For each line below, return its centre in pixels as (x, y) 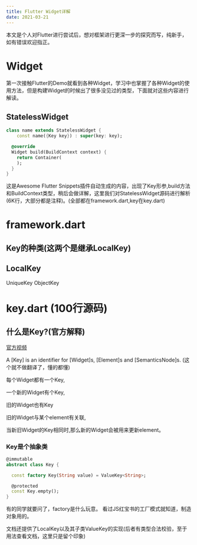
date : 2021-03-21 (27, 17)
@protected (25, 486)
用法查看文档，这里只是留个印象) (46, 536)
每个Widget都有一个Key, (36, 380)
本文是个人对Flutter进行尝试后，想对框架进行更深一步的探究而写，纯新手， (97, 35)
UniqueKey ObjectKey (33, 283)
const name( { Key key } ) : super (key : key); (70, 136)
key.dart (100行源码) (57, 308)
